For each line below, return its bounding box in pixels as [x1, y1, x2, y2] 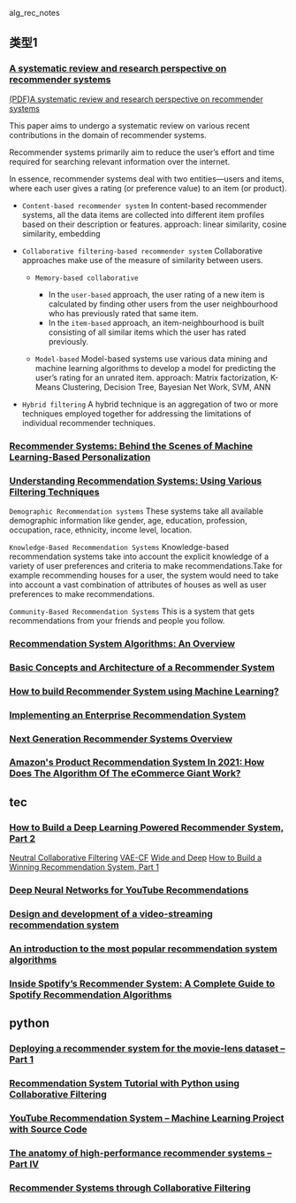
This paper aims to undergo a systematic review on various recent [9, 120, 250, 131]
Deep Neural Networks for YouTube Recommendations [9, 884, 249, 896]
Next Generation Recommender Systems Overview [9, 733, 232, 745]
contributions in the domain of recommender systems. [9, 129, 208, 140]
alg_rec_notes [9, 8, 60, 18]
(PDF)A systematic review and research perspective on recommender [9, 93, 263, 105]
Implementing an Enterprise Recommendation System [9, 709, 247, 721]
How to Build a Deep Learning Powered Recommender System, [9, 821, 285, 834]
